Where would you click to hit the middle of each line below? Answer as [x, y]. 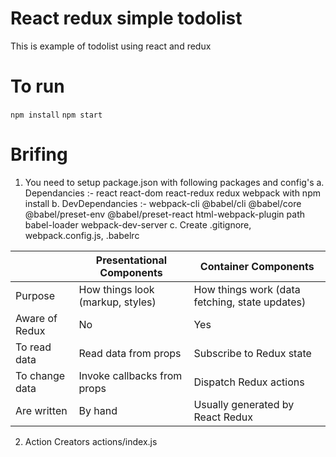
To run [37, 86]
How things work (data [247, 289]
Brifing [39, 154]
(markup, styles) [117, 302]
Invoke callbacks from [130, 375]
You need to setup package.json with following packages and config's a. [174, 182]
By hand [98, 410]
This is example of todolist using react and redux [111, 46]
